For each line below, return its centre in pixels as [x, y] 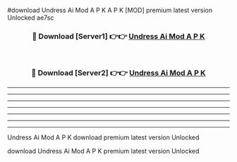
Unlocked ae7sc [31, 18]
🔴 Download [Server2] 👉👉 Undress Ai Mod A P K [119, 73]
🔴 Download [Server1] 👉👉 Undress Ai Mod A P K [118, 36]
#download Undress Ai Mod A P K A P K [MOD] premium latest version [110, 10]
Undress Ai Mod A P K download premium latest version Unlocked [103, 137]
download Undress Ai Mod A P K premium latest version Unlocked [103, 151]
